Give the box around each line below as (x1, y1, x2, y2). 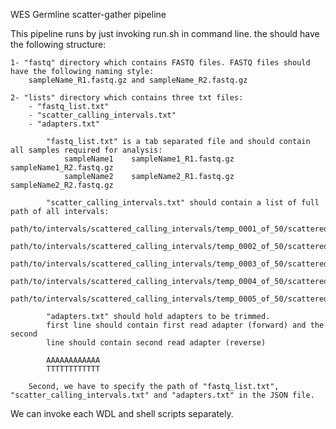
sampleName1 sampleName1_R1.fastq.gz (63, 154, 235, 164)
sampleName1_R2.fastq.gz (10, 163, 114, 173)
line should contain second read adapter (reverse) (46, 338, 267, 348)
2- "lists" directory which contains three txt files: (10, 93, 244, 103)
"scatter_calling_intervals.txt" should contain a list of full (46, 198, 320, 208)
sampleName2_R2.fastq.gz (10, 180, 114, 190)
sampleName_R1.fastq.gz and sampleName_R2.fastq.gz (28, 75, 248, 85)
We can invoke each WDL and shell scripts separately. (10, 408, 234, 419)
